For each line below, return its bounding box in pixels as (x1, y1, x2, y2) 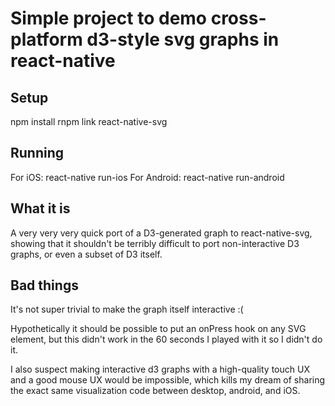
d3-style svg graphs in (86, 28, 280, 51)
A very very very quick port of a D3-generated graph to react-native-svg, (10, 227, 313, 239)
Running (10, 145, 65, 162)
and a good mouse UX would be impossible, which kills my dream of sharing (10, 374, 326, 386)
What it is (10, 200, 71, 217)
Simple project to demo (10, 7, 208, 30)
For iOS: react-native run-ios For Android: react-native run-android (10, 171, 285, 183)
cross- (210, 7, 267, 30)
